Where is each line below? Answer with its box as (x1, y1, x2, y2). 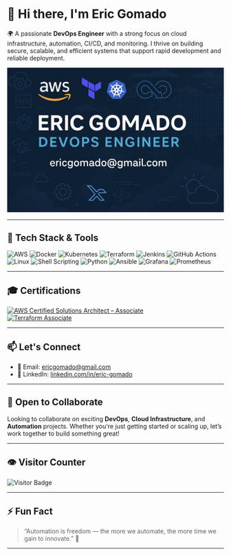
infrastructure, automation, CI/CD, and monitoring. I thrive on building (7, 39, 203, 47)
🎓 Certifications (7, 285, 81, 297)
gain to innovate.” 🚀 (23, 535, 80, 543)
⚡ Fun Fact (7, 506, 53, 517)
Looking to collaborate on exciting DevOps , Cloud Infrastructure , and (7, 414, 206, 423)
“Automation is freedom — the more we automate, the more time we (23, 527, 217, 535)
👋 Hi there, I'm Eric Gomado (7, 6, 167, 22)
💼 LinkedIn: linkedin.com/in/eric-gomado (16, 370, 133, 378)
